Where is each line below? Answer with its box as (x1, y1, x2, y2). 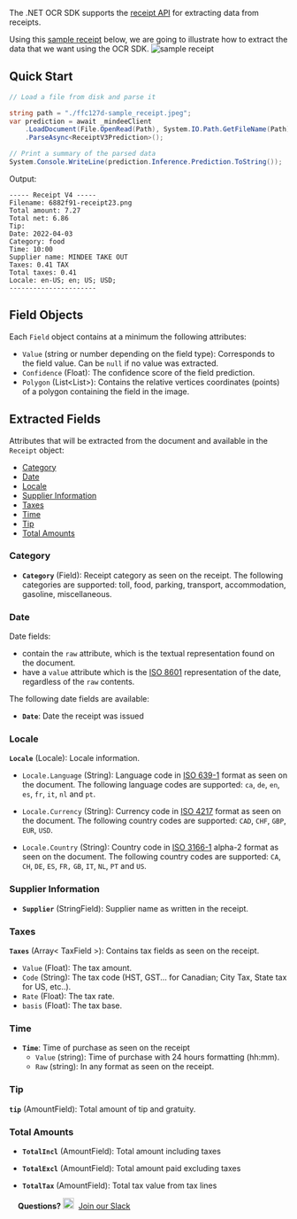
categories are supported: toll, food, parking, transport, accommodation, (21, 579, 286, 590)
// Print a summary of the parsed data (9, 150, 156, 159)
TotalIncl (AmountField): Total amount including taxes (21, 1145, 221, 1156)
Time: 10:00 (9, 245, 53, 253)
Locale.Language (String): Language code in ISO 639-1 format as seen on (21, 770, 288, 780)
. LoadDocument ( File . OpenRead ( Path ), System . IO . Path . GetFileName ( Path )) (25, 125, 294, 134)
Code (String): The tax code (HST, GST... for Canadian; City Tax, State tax (21, 972, 287, 982)
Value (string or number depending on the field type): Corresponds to (21, 348, 276, 359)
